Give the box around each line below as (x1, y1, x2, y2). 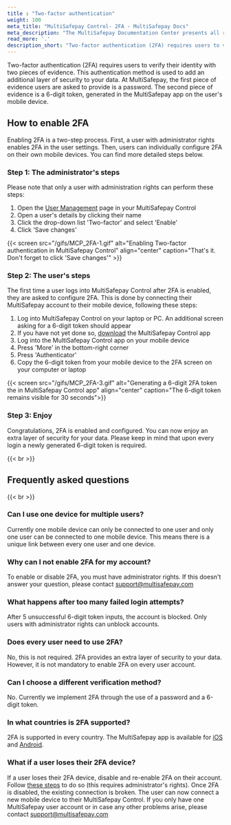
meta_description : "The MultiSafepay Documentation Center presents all (7, 29, 220, 36)
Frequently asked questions (7, 474, 129, 486)
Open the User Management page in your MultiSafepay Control (16, 204, 197, 212)
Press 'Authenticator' (16, 351, 77, 359)
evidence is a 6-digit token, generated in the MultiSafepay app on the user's (7, 90, 223, 98)
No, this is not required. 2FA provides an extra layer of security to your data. (7, 653, 222, 661)
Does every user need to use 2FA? (7, 637, 123, 647)
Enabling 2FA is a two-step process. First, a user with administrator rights (7, 136, 215, 144)
